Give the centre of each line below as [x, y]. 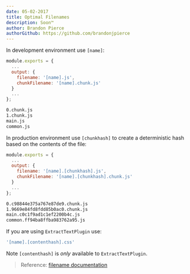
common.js [18, 126]
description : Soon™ [30, 22]
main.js [16, 121]
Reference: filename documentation [64, 265]
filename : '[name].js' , [46, 77]
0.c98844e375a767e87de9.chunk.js [47, 204]
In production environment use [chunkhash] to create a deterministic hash [95, 138]
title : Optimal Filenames [38, 17]
